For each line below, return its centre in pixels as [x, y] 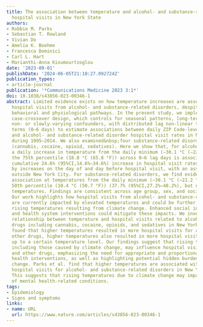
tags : [13, 287]
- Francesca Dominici [34, 51]
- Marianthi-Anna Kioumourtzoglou [50, 62]
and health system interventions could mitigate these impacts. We [98, 214]
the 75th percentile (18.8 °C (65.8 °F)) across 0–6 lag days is [96, 157]
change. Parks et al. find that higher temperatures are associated [100, 264]
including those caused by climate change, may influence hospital [98, 247]
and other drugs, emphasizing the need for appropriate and [89, 253]
